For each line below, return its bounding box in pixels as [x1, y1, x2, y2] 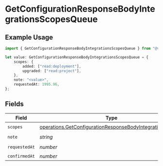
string [39, 134, 53, 141]
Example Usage [5, 33, 53, 41]
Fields [5, 100, 24, 108]
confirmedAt [7, 153, 35, 159]
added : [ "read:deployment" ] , [22, 64, 81, 69]
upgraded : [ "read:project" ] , [22, 68, 81, 74]
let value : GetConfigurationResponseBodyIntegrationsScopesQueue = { [5, 55, 149, 59]
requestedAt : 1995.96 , [14, 82, 60, 87]
